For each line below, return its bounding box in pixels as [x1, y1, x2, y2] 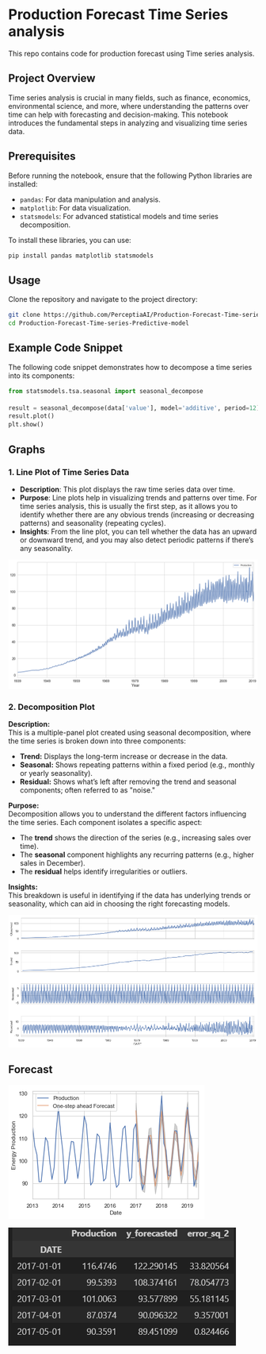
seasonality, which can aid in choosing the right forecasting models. [8, 899, 230, 908]
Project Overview [8, 71, 96, 85]
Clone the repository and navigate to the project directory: [8, 295, 198, 304]
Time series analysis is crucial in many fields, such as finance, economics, [8, 93, 251, 102]
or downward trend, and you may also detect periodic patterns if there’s [19, 534, 254, 545]
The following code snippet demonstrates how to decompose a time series [8, 362, 253, 372]
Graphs [8, 442, 46, 456]
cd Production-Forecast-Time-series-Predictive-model [8, 319, 190, 327]
